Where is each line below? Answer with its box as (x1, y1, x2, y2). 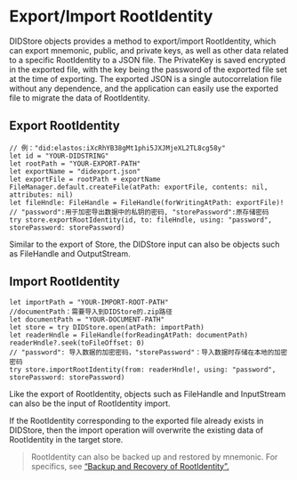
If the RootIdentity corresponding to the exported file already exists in (9, 415, 264, 426)
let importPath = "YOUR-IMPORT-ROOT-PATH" (9, 297, 169, 306)
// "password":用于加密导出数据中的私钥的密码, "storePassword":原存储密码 (9, 207, 269, 216)
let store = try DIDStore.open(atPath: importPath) (9, 322, 205, 331)
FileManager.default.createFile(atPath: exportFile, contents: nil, (9, 183, 269, 191)
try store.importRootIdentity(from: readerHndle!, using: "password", (9, 365, 277, 374)
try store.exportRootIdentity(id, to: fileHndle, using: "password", (9, 216, 273, 224)
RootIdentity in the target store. (9, 434, 124, 444)
